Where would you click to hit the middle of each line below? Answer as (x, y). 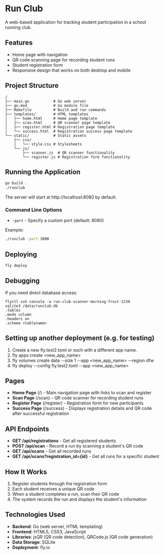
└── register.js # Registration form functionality (77, 157)
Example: (14, 230)
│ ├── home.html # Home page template (51, 118)
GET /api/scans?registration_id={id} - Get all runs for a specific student (86, 456)
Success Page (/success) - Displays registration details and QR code (82, 408)
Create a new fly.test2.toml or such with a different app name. (74, 350)
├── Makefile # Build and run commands (56, 110)
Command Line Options (34, 210)
